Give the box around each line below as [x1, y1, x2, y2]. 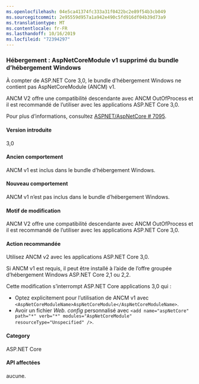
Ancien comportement [6, 153, 64, 161]
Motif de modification [6, 207, 61, 214]
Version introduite [6, 126, 52, 133]
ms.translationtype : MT [6, 20, 65, 26]
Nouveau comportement [6, 180, 68, 188]
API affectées [6, 359, 40, 366]
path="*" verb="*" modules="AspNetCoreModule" [14, 313, 132, 319]
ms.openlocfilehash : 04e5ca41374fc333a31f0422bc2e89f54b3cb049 [6, 8, 166, 15]
